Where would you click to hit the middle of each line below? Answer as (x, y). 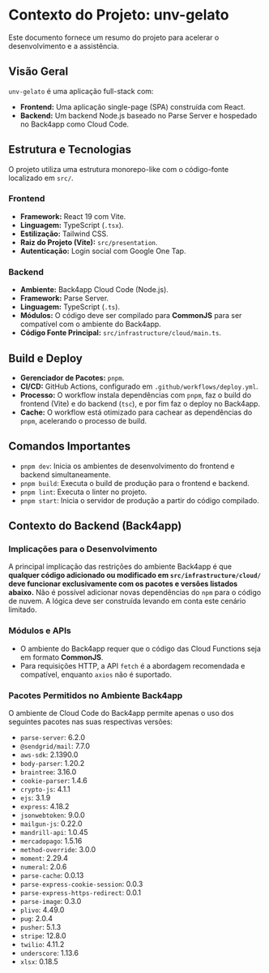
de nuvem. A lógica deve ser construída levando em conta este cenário (127, 601)
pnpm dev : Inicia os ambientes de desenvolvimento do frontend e (127, 466)
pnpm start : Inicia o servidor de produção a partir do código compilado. (139, 500)
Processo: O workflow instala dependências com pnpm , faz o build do (136, 394)
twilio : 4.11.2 (42, 945)
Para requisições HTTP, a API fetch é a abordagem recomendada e (132, 665)
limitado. (23, 609)
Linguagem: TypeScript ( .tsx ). (72, 225)
